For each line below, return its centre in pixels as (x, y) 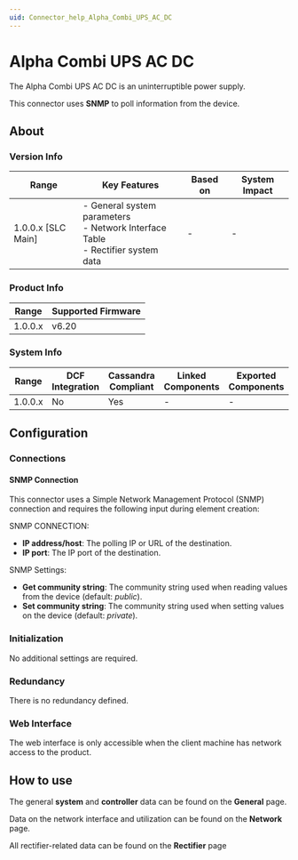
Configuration (49, 434)
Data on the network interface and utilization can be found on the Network (145, 819)
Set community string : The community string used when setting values (153, 607)
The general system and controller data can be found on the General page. (148, 802)
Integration (76, 386)
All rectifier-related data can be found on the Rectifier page (118, 846)
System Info (36, 352)
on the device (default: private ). (80, 615)
